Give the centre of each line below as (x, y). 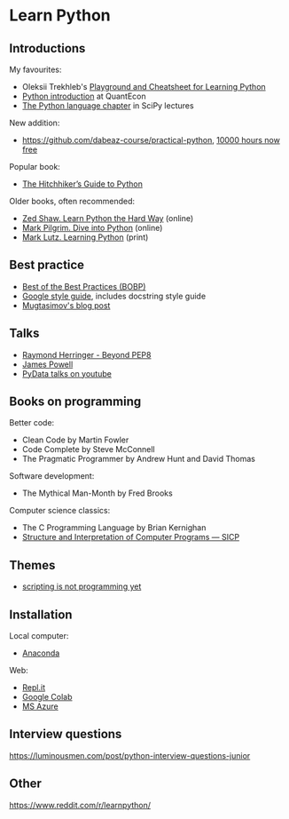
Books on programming (75, 402)
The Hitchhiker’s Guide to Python (82, 184)
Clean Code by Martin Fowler (75, 440)
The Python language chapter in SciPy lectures (108, 106)
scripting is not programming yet (82, 586)
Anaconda (41, 653)
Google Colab (47, 697)
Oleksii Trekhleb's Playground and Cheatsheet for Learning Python (144, 87)
